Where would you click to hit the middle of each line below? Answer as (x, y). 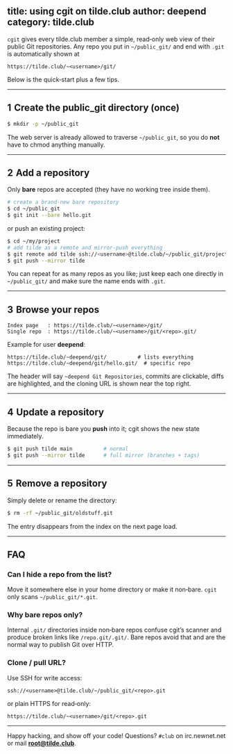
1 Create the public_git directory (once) (94, 108)
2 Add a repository (49, 173)
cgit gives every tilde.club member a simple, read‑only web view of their (111, 39)
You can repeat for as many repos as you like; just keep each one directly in (115, 274)
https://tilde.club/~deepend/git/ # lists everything (101, 357)
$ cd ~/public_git (34, 209)
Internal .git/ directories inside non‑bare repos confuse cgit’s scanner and (114, 630)
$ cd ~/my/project (34, 241)
